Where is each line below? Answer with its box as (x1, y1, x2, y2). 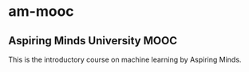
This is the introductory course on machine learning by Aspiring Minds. (8, 55, 242, 64)
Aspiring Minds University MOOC (8, 34, 178, 47)
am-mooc (8, 2, 74, 21)
